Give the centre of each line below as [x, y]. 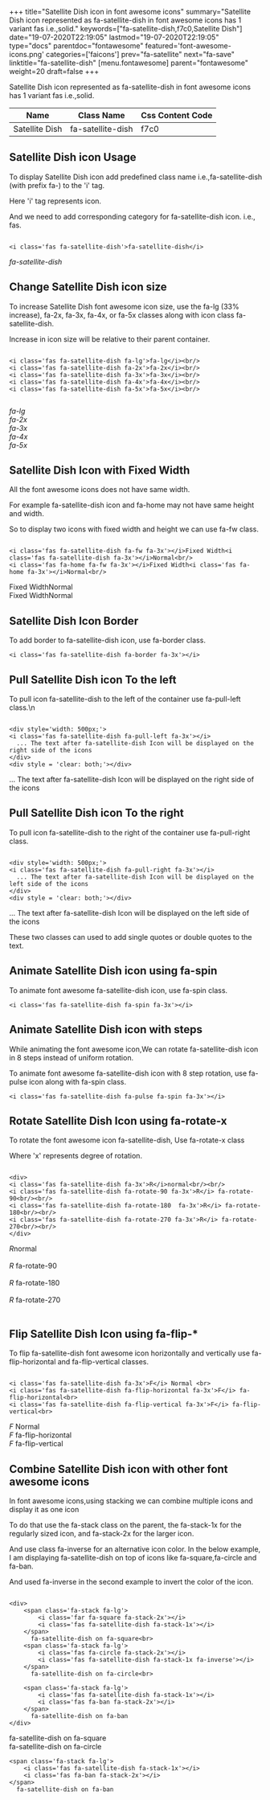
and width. [27, 514]
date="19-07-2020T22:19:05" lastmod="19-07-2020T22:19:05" [114, 37]
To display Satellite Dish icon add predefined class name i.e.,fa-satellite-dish [136, 177]
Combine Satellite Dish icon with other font [119, 1469]
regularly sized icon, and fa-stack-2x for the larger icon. [102, 1533]
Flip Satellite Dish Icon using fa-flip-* [104, 1334]
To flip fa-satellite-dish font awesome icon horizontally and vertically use [130, 1353]
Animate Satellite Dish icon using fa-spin [113, 971]
